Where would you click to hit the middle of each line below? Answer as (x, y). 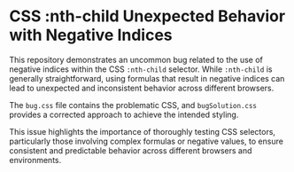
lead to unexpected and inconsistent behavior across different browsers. (142, 88)
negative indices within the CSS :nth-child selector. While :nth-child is (141, 69)
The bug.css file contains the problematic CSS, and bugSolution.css (133, 105)
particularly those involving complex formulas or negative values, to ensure (146, 141)
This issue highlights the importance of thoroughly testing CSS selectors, (143, 131)
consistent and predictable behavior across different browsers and (131, 150)
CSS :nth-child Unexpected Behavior (147, 16)
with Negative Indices (91, 35)
